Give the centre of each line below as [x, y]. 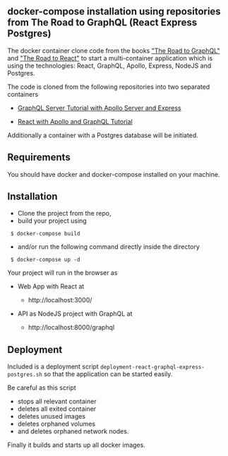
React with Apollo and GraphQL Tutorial [75, 121]
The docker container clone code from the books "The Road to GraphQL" [114, 50]
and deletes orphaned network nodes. [73, 431]
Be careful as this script [42, 388]
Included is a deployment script [53, 366]
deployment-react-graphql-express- [152, 367]
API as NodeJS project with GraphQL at [75, 314]
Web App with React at [51, 286]
